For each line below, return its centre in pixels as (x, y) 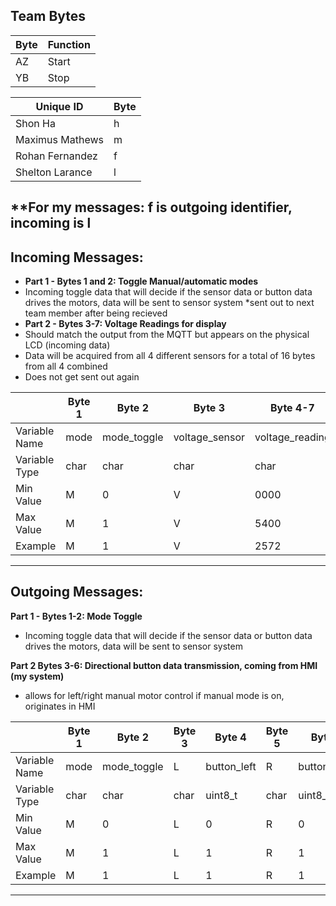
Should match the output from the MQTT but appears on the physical (167, 335)
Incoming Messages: (77, 257)
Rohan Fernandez (56, 156)
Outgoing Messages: (77, 592)
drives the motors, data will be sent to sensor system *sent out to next (169, 303)
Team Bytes (48, 16)
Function (69, 44)
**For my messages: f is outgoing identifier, (151, 207)
